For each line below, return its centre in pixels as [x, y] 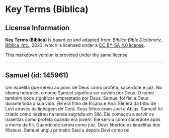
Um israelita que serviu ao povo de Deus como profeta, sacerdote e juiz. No [84, 87]
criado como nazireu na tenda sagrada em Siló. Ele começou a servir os [80, 114]
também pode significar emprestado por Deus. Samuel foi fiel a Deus [77, 98]
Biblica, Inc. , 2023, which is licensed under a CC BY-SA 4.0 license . [75, 45]
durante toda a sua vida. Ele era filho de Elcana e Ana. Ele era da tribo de [81, 103]
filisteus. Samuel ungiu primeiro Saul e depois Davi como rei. [68, 130]
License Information [37, 28]
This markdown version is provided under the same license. [67, 55]
